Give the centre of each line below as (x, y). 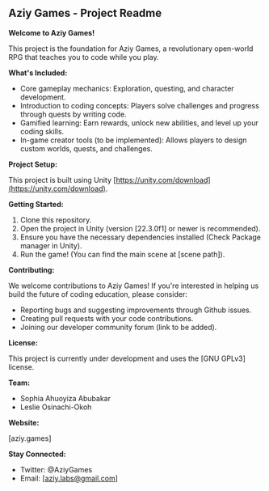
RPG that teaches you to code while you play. (84, 57)
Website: (24, 422)
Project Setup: (33, 164)
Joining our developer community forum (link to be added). (118, 327)
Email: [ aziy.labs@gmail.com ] (69, 478)
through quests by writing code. (73, 114)
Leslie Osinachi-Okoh (56, 407)
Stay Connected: (37, 454)
